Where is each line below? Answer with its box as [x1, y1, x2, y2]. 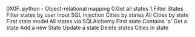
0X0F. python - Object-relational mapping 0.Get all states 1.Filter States [6, 5, 183, 12]
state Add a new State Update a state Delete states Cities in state [6, 24, 169, 31]
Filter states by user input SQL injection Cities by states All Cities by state [6, 11, 189, 18]
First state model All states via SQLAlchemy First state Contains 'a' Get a [6, 18, 188, 24]
